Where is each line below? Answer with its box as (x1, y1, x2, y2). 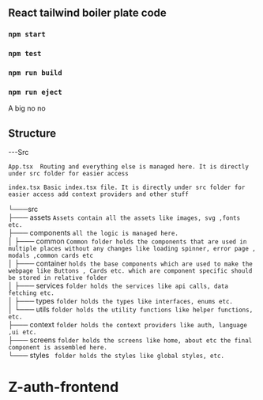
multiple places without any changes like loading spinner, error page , (8, 245, 257, 253)
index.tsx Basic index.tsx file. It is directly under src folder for (8, 183, 246, 192)
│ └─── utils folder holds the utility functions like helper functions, (8, 304, 254, 315)
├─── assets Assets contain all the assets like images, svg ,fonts (8, 213, 241, 222)
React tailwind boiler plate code (8, 6, 167, 20)
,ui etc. (8, 328, 37, 337)
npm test (8, 49, 42, 58)
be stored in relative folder (8, 274, 108, 282)
